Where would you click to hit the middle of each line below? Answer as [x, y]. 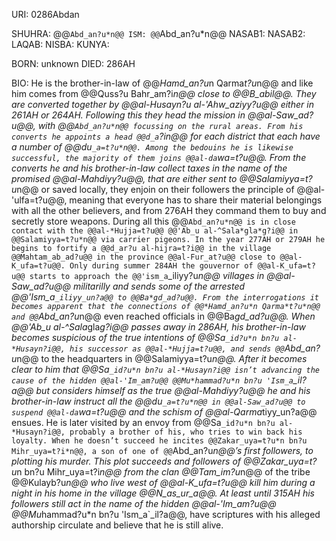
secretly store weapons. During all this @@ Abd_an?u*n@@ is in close [153, 221]
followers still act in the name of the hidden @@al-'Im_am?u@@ [144, 503]
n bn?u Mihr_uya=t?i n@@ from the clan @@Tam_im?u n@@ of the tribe [163, 472]
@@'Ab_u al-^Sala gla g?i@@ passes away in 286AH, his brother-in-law [158, 327]
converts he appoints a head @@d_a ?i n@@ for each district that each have [166, 136]
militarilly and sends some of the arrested [159, 286]
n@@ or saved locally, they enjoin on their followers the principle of [155, 189]
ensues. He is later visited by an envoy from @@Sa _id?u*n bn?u [143, 422]
